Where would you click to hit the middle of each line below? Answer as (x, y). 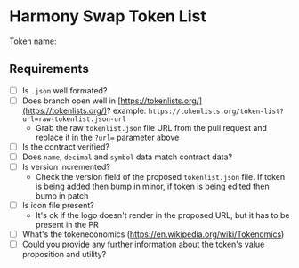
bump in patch (62, 196)
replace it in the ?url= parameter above (107, 137)
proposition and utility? (64, 255)
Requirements (49, 69)
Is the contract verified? (65, 146)
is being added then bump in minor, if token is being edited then (152, 187)
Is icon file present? (58, 206)
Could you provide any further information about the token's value (143, 244)
